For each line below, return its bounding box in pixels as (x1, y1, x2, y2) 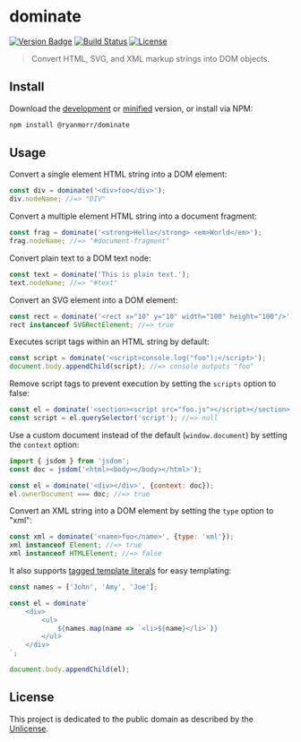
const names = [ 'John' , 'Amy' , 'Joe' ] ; (9, 582, 159, 592)
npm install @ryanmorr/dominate (9, 120, 130, 129)
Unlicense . (9, 723, 49, 734)
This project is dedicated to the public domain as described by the (9, 713, 254, 724)
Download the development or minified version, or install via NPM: (9, 103, 254, 114)
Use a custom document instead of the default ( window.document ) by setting (9, 429, 288, 440)
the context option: (9, 439, 80, 450)
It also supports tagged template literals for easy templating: (9, 565, 232, 576)
